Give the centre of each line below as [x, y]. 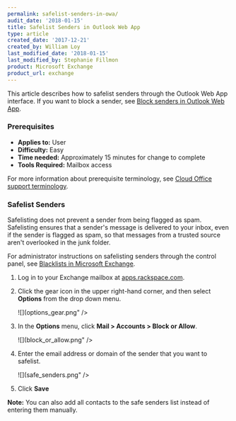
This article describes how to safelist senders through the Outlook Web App [118, 94]
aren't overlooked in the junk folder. [59, 242]
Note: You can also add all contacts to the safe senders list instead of [108, 403]
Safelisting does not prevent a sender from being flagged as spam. [105, 220]
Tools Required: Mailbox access [65, 164]
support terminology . [38, 186]
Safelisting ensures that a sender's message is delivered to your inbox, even [118, 228]
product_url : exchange [41, 73]
